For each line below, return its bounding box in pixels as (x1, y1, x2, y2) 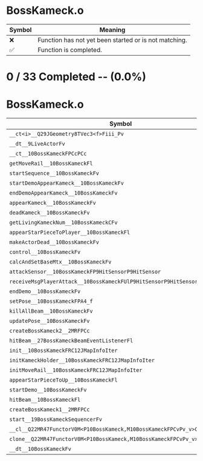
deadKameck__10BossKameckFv (9, 210, 90, 216)
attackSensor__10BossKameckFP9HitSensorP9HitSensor (9, 268, 161, 276)
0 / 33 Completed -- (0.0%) (6, 70, 146, 84)
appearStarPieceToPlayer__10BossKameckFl (9, 229, 130, 236)
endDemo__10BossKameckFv (9, 288, 81, 295)
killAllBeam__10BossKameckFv (9, 308, 93, 315)
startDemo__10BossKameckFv (9, 386, 87, 394)
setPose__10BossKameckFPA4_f (9, 298, 93, 305)
